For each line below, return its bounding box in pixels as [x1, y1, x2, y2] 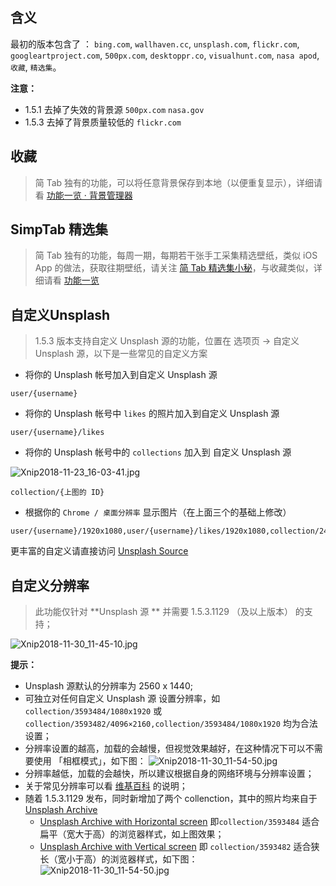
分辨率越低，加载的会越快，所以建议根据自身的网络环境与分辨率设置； [24, 768, 315, 780]
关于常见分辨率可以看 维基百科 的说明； [24, 780, 188, 792]
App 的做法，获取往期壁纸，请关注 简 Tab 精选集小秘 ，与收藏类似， [34, 262, 314, 274]
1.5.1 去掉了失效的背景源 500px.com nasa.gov [24, 103, 205, 115]
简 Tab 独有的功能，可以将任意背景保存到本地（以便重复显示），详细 [34, 176, 315, 188]
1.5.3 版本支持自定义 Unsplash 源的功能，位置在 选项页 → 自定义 [34, 335, 300, 347]
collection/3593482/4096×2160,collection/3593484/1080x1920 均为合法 [24, 718, 318, 730]
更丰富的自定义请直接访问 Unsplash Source [10, 545, 189, 557]
